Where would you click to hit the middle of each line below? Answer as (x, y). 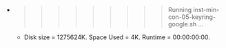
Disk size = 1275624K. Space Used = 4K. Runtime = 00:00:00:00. (117, 37)
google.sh (182, 24)
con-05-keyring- (192, 17)
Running (180, 10)
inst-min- (206, 10)
